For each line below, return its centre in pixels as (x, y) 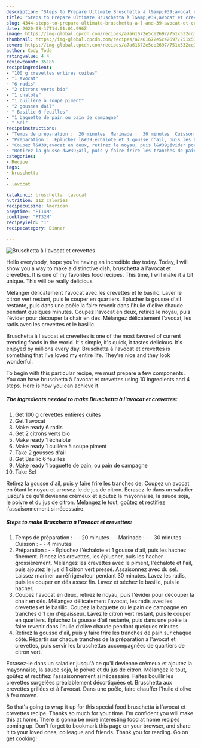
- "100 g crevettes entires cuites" (52, 73)
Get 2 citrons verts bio (42, 433)
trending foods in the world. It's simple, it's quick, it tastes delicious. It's (95, 342)
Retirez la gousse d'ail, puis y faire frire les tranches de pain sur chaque (103, 633)
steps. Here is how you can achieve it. (53, 386)
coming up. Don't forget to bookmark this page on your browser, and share (99, 726)
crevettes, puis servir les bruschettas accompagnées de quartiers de (100, 645)
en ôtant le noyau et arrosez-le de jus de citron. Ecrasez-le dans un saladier (100, 489)
